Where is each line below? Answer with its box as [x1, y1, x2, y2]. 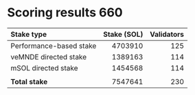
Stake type [10, 29, 47, 39]
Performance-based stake [10, 41, 97, 51]
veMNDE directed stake [10, 52, 87, 62]
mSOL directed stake [10, 63, 78, 72]
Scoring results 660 [7, 5, 123, 21]
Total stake [10, 77, 48, 86]
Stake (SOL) [102, 29, 144, 39]
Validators [150, 29, 184, 39]
